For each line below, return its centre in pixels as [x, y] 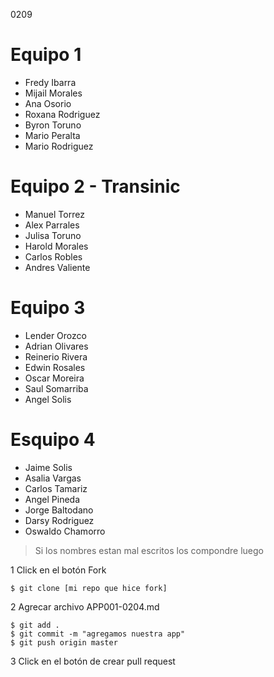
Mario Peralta [52, 135]
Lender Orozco [55, 335]
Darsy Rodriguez [59, 520]
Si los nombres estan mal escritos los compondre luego [149, 550]
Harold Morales [56, 246]
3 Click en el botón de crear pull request [93, 661]
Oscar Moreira [54, 378]
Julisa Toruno [53, 235]
